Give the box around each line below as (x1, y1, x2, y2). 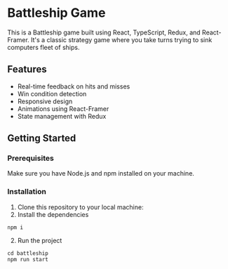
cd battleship (7, 249, 49, 257)
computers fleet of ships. (7, 43, 80, 51)
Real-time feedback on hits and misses (17, 82, 130, 91)
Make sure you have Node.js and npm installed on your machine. (7, 169, 195, 178)
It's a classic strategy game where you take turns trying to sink (30, 35, 213, 44)
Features (7, 63, 47, 75)
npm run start (7, 256, 49, 263)
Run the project (17, 236, 62, 244)
